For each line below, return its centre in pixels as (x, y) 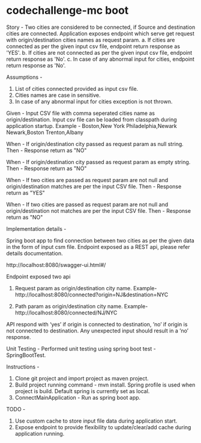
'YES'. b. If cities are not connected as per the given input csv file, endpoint (99, 52)
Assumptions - (24, 77)
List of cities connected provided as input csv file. (76, 88)
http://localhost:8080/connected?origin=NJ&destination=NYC (91, 295)
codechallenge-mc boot (67, 11)
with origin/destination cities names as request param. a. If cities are (91, 40)
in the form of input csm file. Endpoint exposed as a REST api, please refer (98, 246)
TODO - (16, 409)
